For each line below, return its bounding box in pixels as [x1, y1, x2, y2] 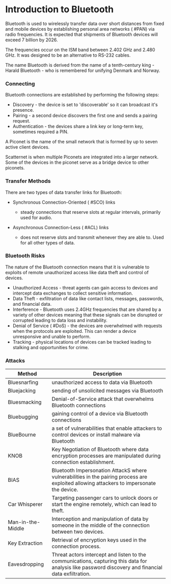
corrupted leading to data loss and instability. [12, 317, 108, 323]
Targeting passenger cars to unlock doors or [51, 494, 158, 501]
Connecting [5, 80, 35, 87]
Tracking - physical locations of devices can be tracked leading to [12, 338, 152, 345]
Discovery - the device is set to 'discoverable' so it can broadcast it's [12, 102, 158, 108]
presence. [12, 107, 34, 113]
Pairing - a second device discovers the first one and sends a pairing [12, 112, 158, 118]
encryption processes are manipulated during [51, 452, 161, 459]
